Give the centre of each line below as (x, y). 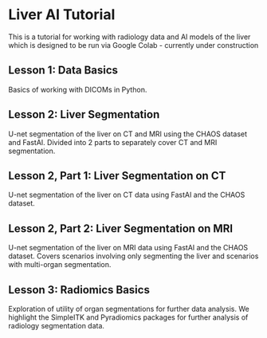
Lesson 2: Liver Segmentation (84, 114)
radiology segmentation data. (57, 326)
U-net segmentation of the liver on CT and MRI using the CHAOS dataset (128, 134)
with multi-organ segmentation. (60, 265)
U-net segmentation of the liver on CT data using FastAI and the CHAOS (127, 195)
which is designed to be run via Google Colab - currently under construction (133, 45)
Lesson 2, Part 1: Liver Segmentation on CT (117, 176)
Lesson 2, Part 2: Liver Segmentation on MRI (121, 228)
